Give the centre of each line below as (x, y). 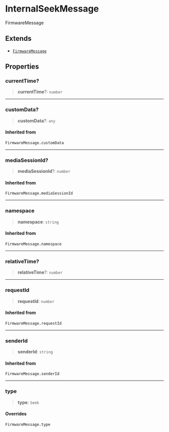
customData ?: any (36, 120)
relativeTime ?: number (40, 272)
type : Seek (28, 402)
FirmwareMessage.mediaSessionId (39, 194)
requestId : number (36, 301)
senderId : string (35, 352)
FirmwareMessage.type (28, 424)
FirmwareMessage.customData (35, 143)
